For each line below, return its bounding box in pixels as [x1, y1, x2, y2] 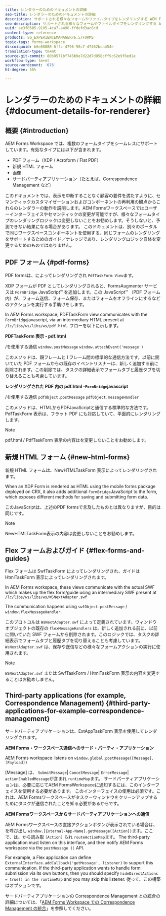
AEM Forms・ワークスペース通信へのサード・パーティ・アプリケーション [5, 745, 154, 751]
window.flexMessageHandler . [5, 609, 62, 615]
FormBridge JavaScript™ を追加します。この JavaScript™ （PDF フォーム [14, 289, 161, 295]
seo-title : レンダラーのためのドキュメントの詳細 [5, 12, 96, 17]
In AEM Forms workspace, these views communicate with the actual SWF [5, 584, 155, 590]
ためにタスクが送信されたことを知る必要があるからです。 [5, 800, 122, 807]
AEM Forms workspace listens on [5, 755, 73, 761]
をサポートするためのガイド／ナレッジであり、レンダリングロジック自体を [5, 236, 157, 242]
